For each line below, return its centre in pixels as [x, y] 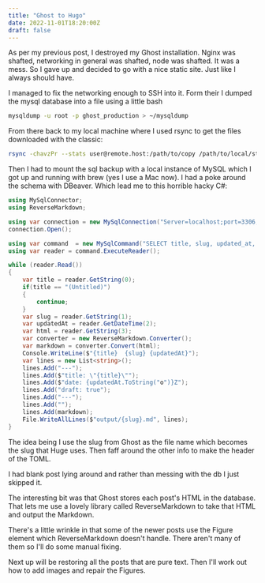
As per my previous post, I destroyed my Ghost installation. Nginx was [122, 53]
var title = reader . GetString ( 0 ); [79, 280]
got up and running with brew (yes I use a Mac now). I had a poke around [127, 178]
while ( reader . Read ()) [45, 265]
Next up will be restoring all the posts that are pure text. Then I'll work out [127, 562]
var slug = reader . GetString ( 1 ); [77, 317]
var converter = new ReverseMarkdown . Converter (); [107, 339]
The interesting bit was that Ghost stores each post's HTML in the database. [132, 498]
